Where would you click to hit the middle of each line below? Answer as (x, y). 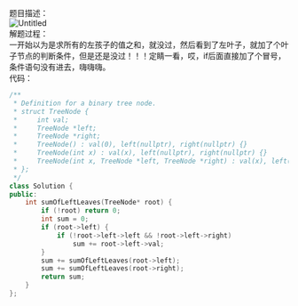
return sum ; (63, 277)
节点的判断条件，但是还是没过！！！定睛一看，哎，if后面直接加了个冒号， (151, 56)
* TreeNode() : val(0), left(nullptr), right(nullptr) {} (130, 145)
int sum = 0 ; (65, 219)
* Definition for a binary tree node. (85, 103)
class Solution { (41, 186)
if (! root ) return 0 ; (81, 211)
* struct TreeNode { (51, 111)
